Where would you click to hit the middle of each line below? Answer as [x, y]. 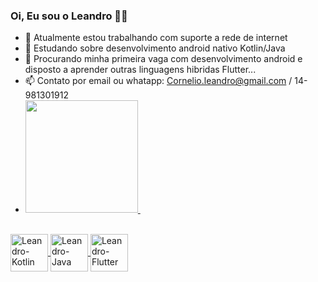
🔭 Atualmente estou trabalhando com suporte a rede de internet [156, 38]
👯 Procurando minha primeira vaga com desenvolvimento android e [163, 59]
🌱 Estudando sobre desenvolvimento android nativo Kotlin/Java [155, 48]
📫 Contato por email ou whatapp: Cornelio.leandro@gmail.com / [158, 81]
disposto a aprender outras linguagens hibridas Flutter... [140, 70]
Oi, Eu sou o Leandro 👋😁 [69, 16]
